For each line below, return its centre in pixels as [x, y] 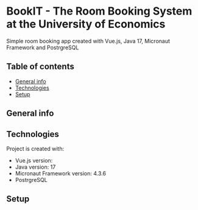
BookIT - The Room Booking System [99, 11]
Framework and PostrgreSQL [43, 47]
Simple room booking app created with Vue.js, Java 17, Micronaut [88, 41]
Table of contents [40, 67]
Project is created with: [35, 149]
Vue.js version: [34, 160]
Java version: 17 [35, 167]
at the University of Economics [86, 24]
